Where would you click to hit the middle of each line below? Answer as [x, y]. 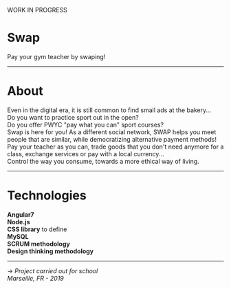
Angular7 [21, 214]
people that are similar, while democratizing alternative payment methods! [112, 139]
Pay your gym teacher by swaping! [56, 56]
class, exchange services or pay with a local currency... [86, 153]
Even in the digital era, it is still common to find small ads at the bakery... [109, 110]
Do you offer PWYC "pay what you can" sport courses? [85, 125]
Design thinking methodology [51, 251]
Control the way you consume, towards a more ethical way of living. [103, 161]
